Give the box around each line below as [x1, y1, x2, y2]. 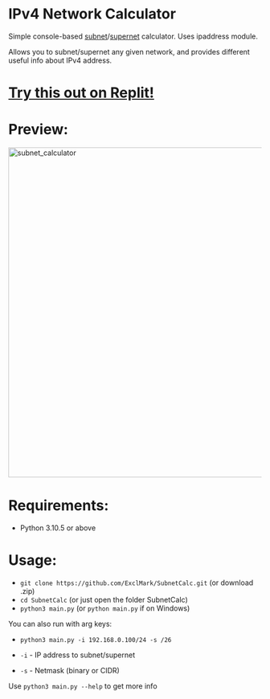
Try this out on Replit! [8, 84, 155, 102]
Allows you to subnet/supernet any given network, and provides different [8, 47, 251, 56]
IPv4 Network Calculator [8, 5, 177, 23]
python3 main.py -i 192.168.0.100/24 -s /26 [19, 636, 172, 644]
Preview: [8, 121, 68, 139]
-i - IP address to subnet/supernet [19, 650, 135, 660]
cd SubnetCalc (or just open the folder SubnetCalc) [19, 595, 189, 604]
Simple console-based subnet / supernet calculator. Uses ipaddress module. [8, 31, 259, 41]
